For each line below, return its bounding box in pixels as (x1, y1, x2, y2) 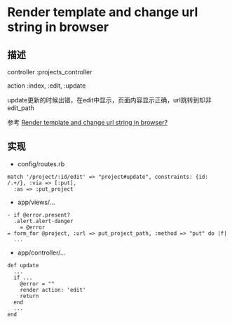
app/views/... (17, 198, 55, 206)
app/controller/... (17, 248, 66, 257)
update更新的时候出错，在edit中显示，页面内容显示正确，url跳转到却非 (7, 96, 212, 104)
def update (7, 262, 39, 269)
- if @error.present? (7, 211, 71, 218)
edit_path (7, 104, 34, 112)
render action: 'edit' (20, 286, 86, 293)
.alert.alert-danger (13, 217, 74, 224)
